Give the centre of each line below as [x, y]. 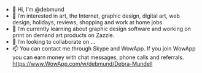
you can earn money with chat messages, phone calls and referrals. [98, 57]
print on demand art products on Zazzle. [63, 35]
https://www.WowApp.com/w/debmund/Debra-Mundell [82, 64]
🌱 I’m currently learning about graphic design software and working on [102, 29]
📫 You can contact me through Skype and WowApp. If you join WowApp [104, 48]
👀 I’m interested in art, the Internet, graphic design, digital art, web [96, 16]
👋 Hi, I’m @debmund [38, 9]
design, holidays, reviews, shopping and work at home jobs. [88, 22]
